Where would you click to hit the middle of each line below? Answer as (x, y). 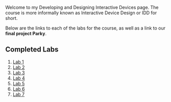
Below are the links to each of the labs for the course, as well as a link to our (86, 28)
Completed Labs (32, 50)
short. (11, 18)
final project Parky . (26, 33)
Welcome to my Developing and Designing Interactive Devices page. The (82, 7)
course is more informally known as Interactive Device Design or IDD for (81, 13)
